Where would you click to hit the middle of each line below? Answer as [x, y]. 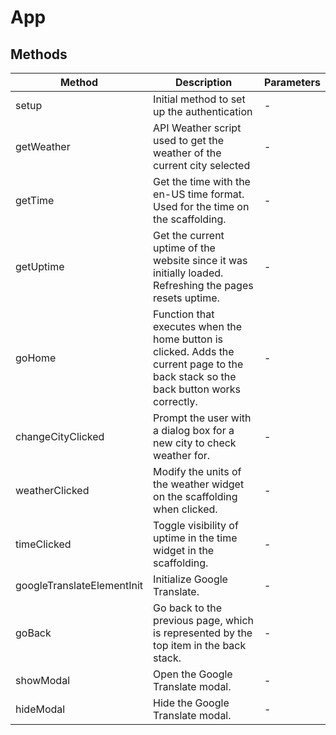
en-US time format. [199, 194]
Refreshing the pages [203, 285]
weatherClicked [52, 490]
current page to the [198, 364]
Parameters [292, 82]
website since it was [200, 260]
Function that [184, 314]
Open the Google [193, 674]
